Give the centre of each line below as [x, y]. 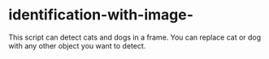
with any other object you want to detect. [77, 45]
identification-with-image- [101, 15]
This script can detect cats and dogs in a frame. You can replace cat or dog [135, 37]
